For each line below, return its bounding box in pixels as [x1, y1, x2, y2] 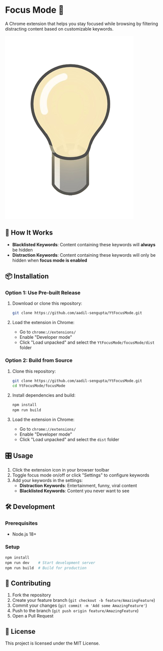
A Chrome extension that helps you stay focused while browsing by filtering [5, 21, 159, 27]
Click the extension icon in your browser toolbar [12, 467, 109, 473]
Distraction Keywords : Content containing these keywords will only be [12, 252, 156, 258]
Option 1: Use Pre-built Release [5, 290, 81, 296]
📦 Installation [5, 272, 49, 281]
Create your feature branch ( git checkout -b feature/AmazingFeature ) [12, 597, 156, 603]
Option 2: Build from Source [5, 357, 73, 364]
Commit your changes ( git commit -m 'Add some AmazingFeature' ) [12, 602, 147, 609]
